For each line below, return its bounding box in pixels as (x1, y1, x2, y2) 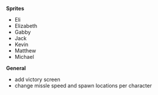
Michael (14, 54, 34, 60)
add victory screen (14, 76, 60, 83)
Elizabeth (14, 23, 38, 29)
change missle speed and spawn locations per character (14, 82, 152, 89)
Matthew (14, 47, 36, 54)
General (6, 65, 26, 72)
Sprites (6, 5, 25, 12)
